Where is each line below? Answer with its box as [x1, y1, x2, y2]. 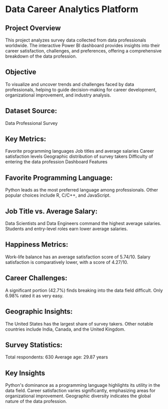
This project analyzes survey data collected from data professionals [5, 37, 146, 43]
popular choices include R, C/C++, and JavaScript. [5, 192, 111, 198]
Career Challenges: [5, 274, 68, 283]
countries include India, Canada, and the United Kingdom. [5, 326, 126, 332]
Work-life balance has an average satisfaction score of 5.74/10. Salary [5, 254, 151, 260]
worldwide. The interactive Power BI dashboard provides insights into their [5, 42, 160, 49]
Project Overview [5, 24, 61, 32]
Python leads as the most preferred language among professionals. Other [5, 187, 158, 193]
